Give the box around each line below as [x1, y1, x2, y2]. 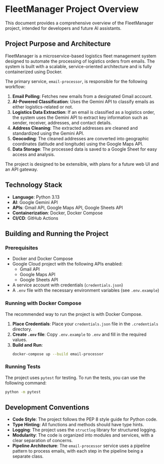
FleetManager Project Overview [5, 3, 139, 15]
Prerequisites [5, 244, 38, 251]
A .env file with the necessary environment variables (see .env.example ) [12, 287, 160, 293]
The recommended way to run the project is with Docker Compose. [5, 311, 143, 317]
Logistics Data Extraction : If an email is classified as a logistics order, [12, 109, 155, 115]
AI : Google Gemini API [12, 199, 58, 205]
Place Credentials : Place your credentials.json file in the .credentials [12, 321, 159, 327]
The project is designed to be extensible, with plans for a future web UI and [5, 161, 159, 167]
